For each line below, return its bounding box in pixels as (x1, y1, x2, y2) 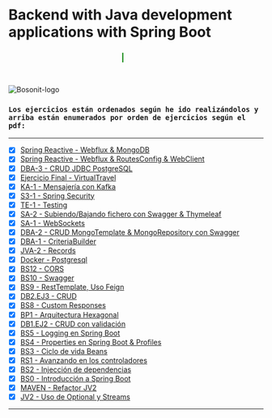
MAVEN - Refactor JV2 (19, 383, 97, 393)
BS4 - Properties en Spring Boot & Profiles (19, 337, 162, 347)
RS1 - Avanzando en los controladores (19, 355, 148, 365)
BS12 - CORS (19, 264, 65, 274)
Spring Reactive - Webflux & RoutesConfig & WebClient (19, 154, 205, 164)
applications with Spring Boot (8, 23, 212, 41)
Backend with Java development (8, 6, 232, 24)
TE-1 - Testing (19, 200, 68, 210)
